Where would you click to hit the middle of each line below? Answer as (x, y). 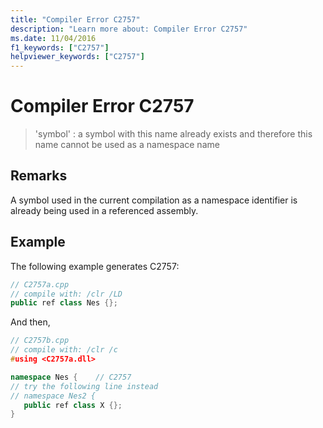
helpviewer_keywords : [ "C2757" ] (77, 57)
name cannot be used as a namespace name (127, 145)
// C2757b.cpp (40, 341)
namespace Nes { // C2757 (71, 377)
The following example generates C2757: (95, 266)
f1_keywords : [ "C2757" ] (60, 47)
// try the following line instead (84, 386)
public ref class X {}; (73, 405)
